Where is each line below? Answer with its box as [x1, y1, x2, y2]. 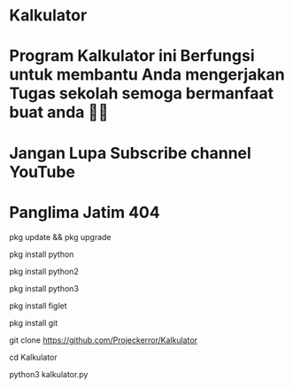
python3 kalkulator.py [9, 369, 89, 379]
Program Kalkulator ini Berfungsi [9, 46, 255, 66]
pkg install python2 [9, 266, 80, 276]
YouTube [9, 161, 75, 182]
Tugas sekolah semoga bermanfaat [9, 83, 274, 104]
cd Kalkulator [9, 352, 58, 362]
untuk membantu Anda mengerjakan [9, 65, 285, 85]
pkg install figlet [9, 300, 68, 311]
